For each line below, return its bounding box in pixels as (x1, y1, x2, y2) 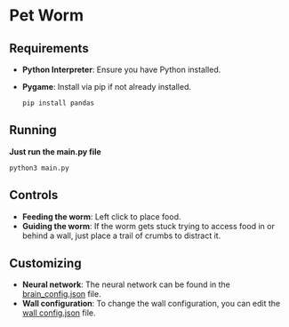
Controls (9, 187, 59, 203)
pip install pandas (21, 99, 95, 108)
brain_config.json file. (21, 289, 101, 299)
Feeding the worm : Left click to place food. (21, 211, 181, 222)
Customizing (9, 256, 82, 271)
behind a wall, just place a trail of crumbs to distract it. (21, 230, 221, 241)
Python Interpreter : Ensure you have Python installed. (21, 64, 221, 75)
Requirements (9, 41, 89, 56)
